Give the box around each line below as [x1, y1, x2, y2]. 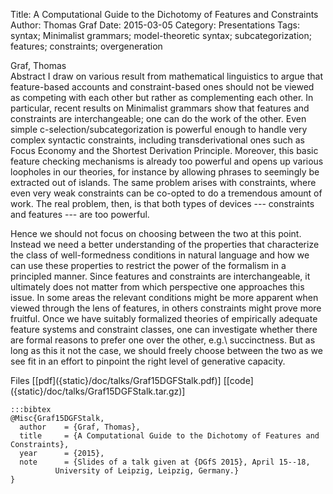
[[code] [223, 375, 254, 386]
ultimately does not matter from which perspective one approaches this [10, 281, 305, 293]
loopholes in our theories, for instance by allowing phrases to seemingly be [10, 166, 320, 178]
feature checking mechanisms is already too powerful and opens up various [10, 155, 324, 167]
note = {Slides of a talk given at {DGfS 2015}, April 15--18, [19, 457, 311, 467]
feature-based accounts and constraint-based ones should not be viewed [10, 81, 315, 93]
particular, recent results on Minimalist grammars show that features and [10, 102, 310, 114]
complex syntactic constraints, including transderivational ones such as [10, 134, 305, 146]
